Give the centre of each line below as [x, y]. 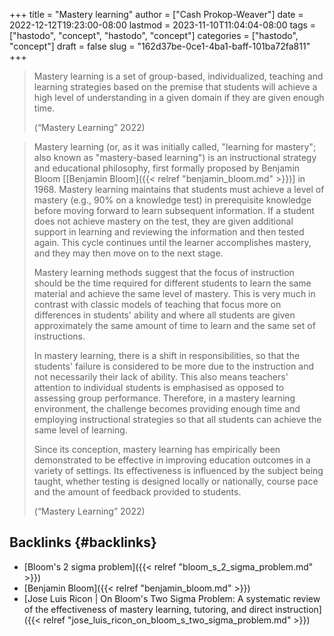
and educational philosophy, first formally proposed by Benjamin [167, 168]
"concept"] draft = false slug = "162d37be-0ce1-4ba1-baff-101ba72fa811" [160, 46]
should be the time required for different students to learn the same [172, 283]
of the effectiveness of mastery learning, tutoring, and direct [148, 609]
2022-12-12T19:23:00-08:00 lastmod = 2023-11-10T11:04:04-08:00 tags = [163, 25]
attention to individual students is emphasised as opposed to [159, 387]
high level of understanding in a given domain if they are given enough [179, 97]
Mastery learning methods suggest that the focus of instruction [164, 272]
